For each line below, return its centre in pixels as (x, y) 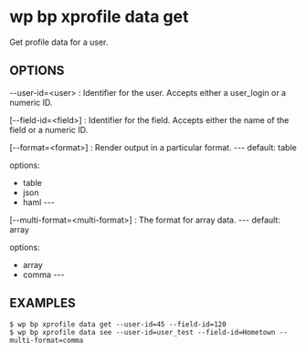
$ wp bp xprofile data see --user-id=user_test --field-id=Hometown (142, 332)
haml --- (38, 202)
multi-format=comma (47, 340)
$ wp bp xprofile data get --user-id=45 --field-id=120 (118, 324)
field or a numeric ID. (49, 129)
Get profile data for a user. (59, 42)
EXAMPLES (42, 303)
